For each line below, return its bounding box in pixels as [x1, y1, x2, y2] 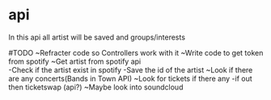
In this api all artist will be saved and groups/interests [8, 32, 186, 42]
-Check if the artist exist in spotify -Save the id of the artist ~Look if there [8, 65, 253, 74]
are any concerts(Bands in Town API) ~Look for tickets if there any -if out [8, 73, 252, 83]
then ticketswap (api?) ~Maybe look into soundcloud [8, 82, 184, 92]
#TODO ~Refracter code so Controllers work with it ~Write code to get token [8, 48, 264, 57]
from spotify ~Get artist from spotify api [8, 56, 142, 66]
